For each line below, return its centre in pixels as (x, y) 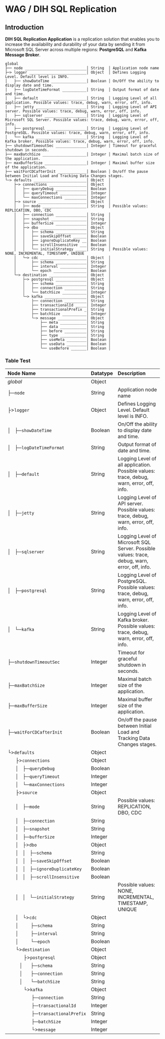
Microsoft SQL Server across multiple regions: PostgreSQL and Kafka (76, 50)
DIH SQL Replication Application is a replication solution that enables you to (82, 39)
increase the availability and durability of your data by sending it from (75, 44)
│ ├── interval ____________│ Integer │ (62, 267)
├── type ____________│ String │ (75, 335)
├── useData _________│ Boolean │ (75, 344)
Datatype (102, 373)
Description (132, 373)
